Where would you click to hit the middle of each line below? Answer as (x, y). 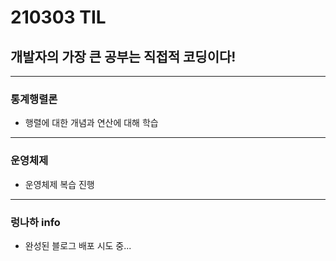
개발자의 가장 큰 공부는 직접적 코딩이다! (123, 56)
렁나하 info (35, 222)
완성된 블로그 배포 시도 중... (78, 245)
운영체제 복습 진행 (59, 184)
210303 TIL (58, 17)
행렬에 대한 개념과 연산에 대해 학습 (91, 123)
